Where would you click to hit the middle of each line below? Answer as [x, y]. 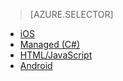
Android [36, 65]
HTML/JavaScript [56, 55]
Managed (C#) [50, 44]
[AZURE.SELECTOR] [71, 14]
